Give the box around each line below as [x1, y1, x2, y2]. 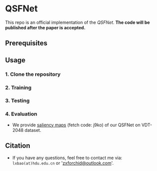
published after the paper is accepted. [5, 24, 86, 30]
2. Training [5, 84, 32, 91]
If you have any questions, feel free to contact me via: [12, 155, 122, 161]
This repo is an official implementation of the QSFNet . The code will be [5, 19, 150, 25]
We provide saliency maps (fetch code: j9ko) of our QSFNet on [12, 122, 141, 128]
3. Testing [5, 97, 30, 104]
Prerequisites [5, 39, 48, 48]
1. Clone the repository [5, 70, 61, 77]
